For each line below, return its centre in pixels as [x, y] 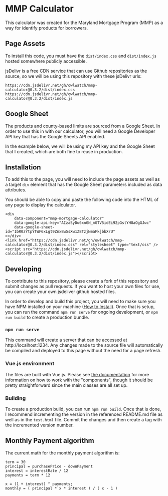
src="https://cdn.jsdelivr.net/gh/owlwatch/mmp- [75, 249]
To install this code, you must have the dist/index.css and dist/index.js [81, 56]
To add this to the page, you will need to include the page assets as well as [82, 179]
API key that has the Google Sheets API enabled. [55, 136]
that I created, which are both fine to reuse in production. [64, 151]
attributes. [16, 190]
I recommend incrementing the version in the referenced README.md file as [84, 414]
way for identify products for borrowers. [47, 28]
